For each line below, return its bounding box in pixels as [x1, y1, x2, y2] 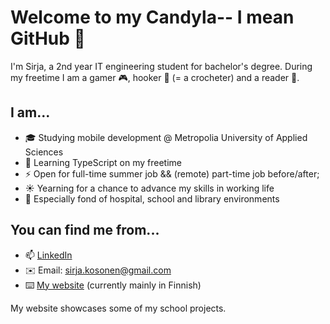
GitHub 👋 [10, 27, 86, 50]
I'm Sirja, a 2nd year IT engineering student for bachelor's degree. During [10, 60, 313, 72]
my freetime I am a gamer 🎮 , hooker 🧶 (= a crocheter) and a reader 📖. [10, 71, 300, 83]
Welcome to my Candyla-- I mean [10, 6, 295, 29]
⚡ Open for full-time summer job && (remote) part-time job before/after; [24, 167, 320, 180]
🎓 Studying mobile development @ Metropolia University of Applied [24, 131, 308, 143]
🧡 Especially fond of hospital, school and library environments [24, 192, 280, 205]
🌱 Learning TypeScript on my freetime [24, 156, 182, 168]
